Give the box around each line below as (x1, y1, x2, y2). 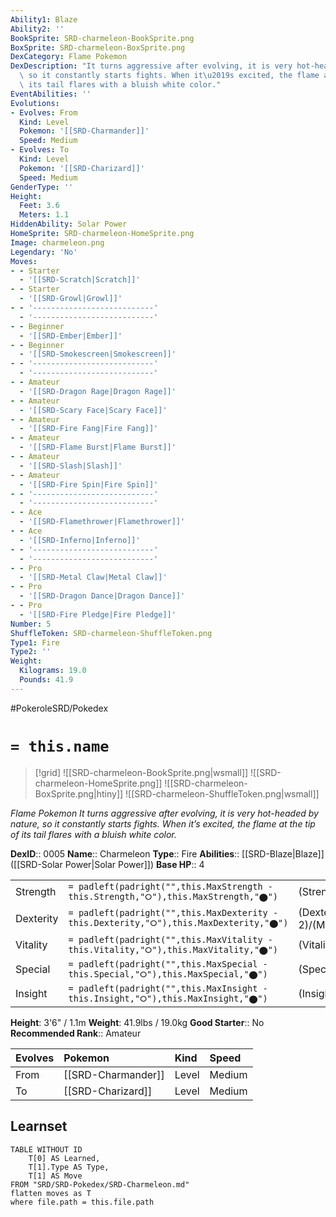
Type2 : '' (10, 647, 52, 657)
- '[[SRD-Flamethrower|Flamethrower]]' (19, 517, 186, 527)
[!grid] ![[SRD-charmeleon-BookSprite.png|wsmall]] (34, 766, 249, 778)
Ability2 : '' (10, 24, 65, 34)
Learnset (10, 1118, 68, 1135)
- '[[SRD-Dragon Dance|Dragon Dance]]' (19, 591, 186, 601)
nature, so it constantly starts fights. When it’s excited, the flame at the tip (10, 817, 316, 830)
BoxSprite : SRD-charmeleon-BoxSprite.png (10, 42, 186, 53)
